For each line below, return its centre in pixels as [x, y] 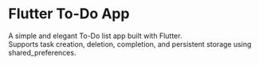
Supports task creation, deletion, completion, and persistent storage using [130, 44]
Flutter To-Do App [69, 14]
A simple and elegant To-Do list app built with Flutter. [95, 36]
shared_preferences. [42, 52]
